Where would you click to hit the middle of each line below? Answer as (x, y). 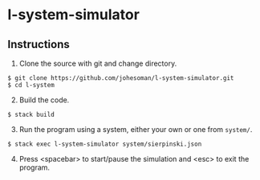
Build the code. (44, 100)
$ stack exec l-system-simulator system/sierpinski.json (105, 144)
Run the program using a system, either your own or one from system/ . (136, 129)
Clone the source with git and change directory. (98, 63)
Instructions (39, 44)
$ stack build (31, 114)
